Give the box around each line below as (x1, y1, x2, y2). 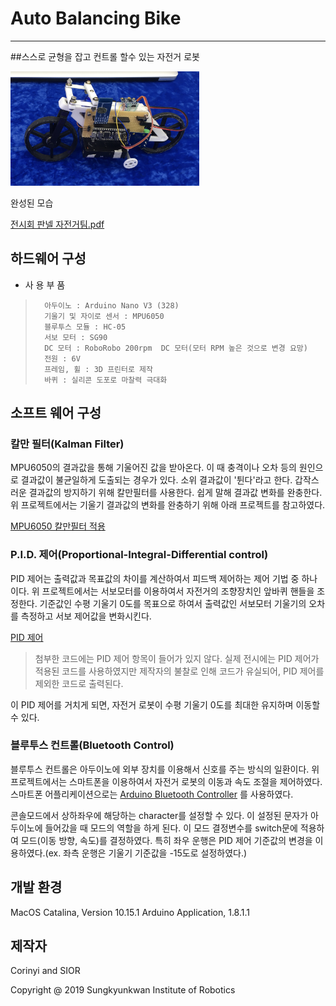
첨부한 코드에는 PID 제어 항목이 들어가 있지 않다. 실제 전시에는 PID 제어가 (34, 652, 320, 664)
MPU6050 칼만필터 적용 (10, 520, 106, 532)
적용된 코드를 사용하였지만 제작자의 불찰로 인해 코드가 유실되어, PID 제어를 (34, 665, 325, 677)
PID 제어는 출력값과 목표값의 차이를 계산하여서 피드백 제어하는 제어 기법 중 (10, 572, 300, 584)
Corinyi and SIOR (10, 965, 81, 977)
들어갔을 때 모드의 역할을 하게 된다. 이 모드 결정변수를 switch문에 (44, 822, 298, 834)
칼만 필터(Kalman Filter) (10, 437, 125, 451)
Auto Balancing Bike (10, 7, 182, 30)
